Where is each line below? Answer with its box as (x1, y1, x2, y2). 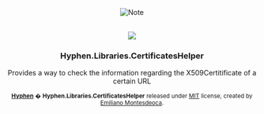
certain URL (112, 76, 152, 86)
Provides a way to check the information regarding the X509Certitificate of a (7, 68, 257, 78)
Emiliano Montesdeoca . (100, 99, 164, 107)
